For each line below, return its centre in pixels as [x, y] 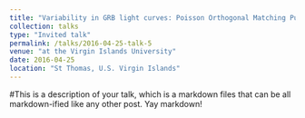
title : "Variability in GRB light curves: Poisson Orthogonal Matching [148, 18]
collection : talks [44, 26]
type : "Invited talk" [50, 34]
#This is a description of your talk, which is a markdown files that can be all [150, 94]
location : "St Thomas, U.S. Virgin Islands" [95, 69]
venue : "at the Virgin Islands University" [93, 52]
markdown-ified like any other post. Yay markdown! [106, 103]
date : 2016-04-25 [42, 60]
